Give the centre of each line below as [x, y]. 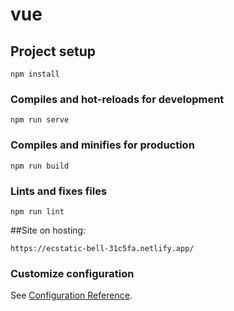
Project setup [53, 51]
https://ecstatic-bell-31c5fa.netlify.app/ [102, 248]
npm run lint [37, 211]
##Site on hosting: [48, 230]
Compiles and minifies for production [102, 145]
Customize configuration [72, 273]
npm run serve [40, 120]
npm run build [40, 166]
